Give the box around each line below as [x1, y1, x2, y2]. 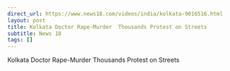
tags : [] [7, 37, 33, 44]
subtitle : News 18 [7, 30, 62, 37]
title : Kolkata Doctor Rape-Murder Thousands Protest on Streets [7, 23, 207, 30]
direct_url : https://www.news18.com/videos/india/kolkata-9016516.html [7, 10, 223, 18]
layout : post [7, 17, 46, 24]
